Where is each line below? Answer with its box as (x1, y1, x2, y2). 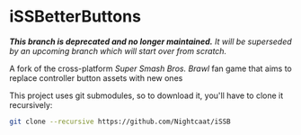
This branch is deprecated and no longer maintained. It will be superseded (9, 36, 292, 47)
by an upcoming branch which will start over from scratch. (9, 45, 227, 56)
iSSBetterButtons (9, 6, 142, 27)
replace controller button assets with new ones (9, 72, 183, 83)
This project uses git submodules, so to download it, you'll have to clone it (9, 90, 284, 101)
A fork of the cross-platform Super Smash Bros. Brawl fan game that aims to (9, 63, 292, 74)
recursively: (9, 99, 53, 110)
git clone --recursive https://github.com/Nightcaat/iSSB (9, 117, 231, 126)
